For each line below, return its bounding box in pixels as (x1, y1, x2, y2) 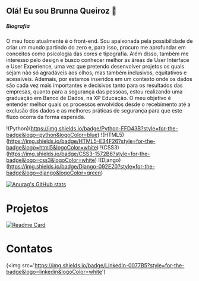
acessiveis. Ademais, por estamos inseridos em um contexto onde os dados (6, 76, 192, 83)
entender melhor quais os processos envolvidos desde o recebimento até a (6, 101, 191, 108)
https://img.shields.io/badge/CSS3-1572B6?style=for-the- (8, 150, 150, 158)
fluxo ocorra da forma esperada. (6, 114, 86, 121)
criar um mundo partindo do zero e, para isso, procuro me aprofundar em (6, 44, 186, 51)
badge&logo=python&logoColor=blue (6, 132, 98, 139)
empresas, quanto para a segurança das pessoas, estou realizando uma (6, 88, 183, 95)
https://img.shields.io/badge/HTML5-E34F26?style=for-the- (8, 138, 156, 145)
